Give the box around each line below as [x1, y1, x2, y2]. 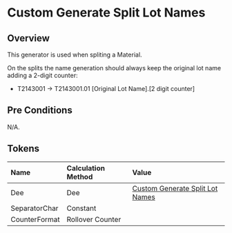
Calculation [66, 163, 106, 173]
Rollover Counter [66, 214, 122, 224]
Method [66, 172, 93, 181]
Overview [7, 32, 50, 44]
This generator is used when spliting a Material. [7, 50, 143, 59]
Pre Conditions [7, 105, 72, 116]
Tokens [7, 143, 40, 154]
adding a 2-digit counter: [7, 71, 78, 79]
